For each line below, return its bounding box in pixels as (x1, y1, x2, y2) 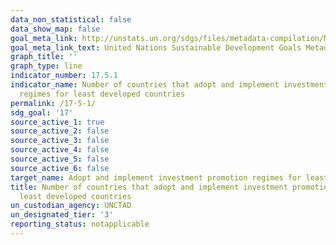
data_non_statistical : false (10, 14, 132, 25)
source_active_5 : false (10, 154, 110, 164)
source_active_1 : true (10, 117, 105, 127)
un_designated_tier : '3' (10, 210, 114, 220)
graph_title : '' (10, 52, 78, 62)
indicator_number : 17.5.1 (10, 71, 118, 81)
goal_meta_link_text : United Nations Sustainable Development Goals (10, 42, 302, 53)
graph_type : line (10, 61, 83, 71)
